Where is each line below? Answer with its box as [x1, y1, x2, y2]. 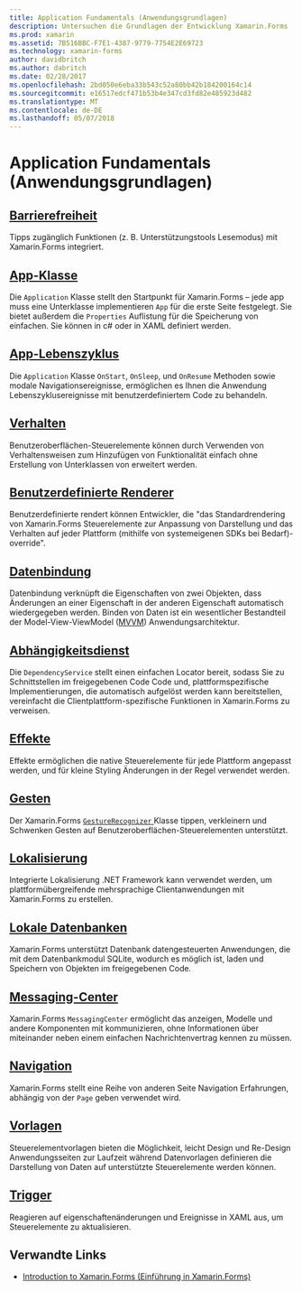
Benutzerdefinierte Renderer [9, 485, 174, 500]
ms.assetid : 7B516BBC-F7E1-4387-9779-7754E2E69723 [9, 38, 204, 48]
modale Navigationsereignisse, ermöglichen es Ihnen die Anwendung [9, 380, 268, 391]
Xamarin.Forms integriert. [9, 241, 104, 253]
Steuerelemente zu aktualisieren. [9, 1221, 132, 1232]
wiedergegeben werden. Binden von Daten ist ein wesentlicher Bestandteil [9, 607, 287, 618]
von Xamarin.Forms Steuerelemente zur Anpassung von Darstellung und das [9, 518, 293, 529]
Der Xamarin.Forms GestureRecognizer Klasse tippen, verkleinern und [9, 814, 268, 826]
